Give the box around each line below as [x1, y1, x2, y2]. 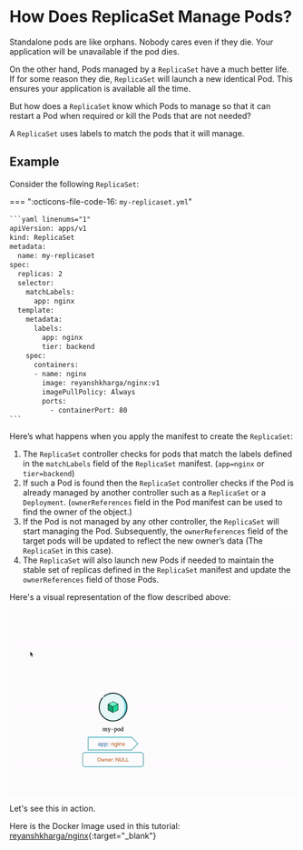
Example [9, 155, 60, 170]
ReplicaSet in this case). [22, 545, 114, 555]
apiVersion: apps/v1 [9, 224, 88, 233]
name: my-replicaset [17, 251, 95, 260]
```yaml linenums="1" [9, 215, 92, 224]
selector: [17, 278, 54, 287]
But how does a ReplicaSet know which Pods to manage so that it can [9, 100, 271, 111]
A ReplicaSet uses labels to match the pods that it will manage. [9, 127, 245, 138]
